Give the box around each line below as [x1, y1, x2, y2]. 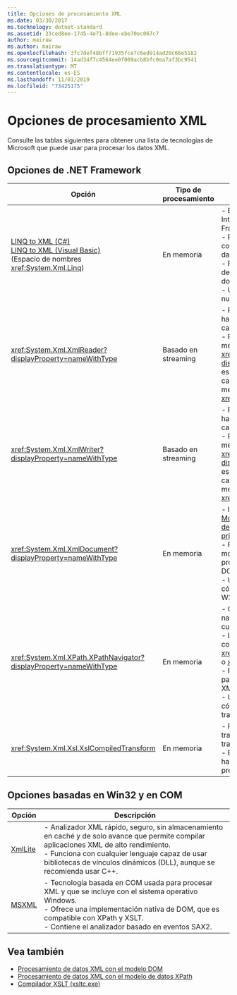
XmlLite [11, 844, 37, 854]
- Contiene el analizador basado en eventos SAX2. [43, 922, 213, 932]
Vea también [7, 946, 64, 958]
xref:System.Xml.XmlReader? [11, 345, 108, 355]
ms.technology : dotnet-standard [7, 23, 102, 30]
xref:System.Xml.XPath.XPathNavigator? [11, 653, 145, 662]
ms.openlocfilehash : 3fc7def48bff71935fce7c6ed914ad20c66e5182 [7, 50, 197, 57]
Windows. [43, 895, 78, 905]
